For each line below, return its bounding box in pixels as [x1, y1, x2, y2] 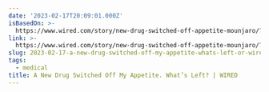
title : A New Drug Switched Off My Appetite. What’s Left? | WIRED [8, 71, 239, 79]
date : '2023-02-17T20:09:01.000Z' [8, 11, 124, 20]
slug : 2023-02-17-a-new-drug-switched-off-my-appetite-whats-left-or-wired [8, 49, 267, 57]
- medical [15, 64, 48, 72]
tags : [8, 57, 26, 65]
